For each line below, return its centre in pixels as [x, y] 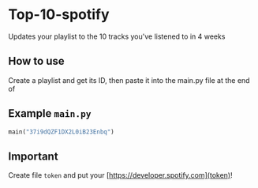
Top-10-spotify [59, 15]
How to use [36, 61]
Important [33, 156]
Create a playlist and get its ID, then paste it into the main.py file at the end [129, 80]
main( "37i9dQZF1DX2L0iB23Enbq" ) [61, 132]
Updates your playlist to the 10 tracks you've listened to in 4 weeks [117, 36]
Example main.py [50, 113]
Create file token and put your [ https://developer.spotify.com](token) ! [120, 175]
